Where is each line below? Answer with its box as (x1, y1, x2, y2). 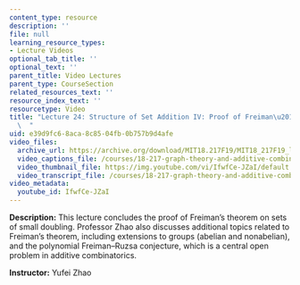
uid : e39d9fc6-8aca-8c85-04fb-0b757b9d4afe (9, 130, 174, 138)
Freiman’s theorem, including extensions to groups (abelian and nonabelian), (9, 231, 290, 241)
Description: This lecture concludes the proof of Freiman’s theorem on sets (9, 212, 287, 222)
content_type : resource (9, 13, 98, 22)
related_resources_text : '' (9, 88, 114, 96)
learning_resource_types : (9, 38, 105, 47)
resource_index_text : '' (9, 96, 102, 105)
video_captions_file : (17, 154, 98, 163)
